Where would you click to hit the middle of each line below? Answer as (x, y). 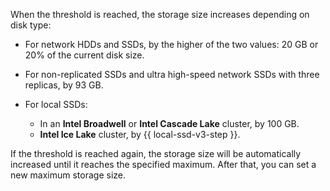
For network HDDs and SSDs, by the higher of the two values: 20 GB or (171, 44)
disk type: (31, 25)
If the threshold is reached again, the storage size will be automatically (156, 153)
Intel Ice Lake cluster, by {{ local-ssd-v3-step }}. (140, 134)
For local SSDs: (56, 104)
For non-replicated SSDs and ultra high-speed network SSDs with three (172, 74)
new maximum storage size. (68, 175)
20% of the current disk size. (84, 55)
